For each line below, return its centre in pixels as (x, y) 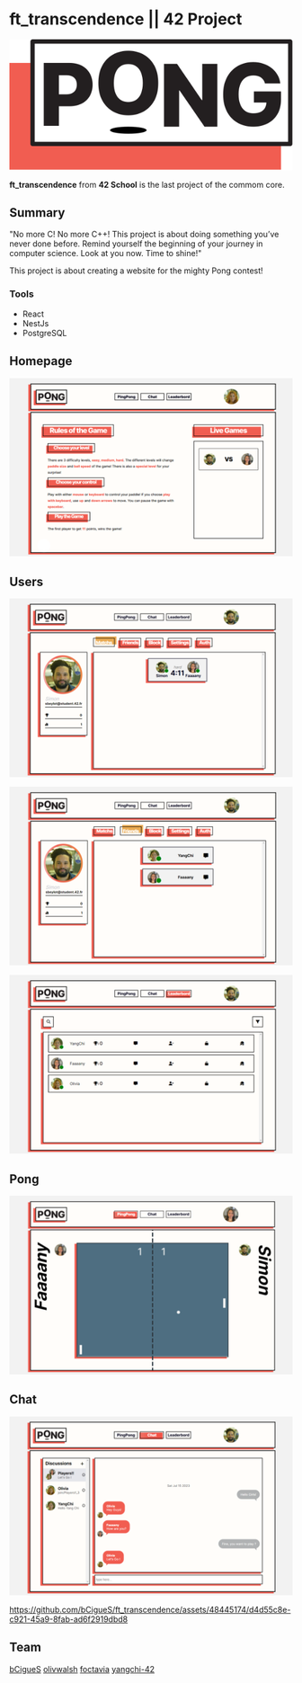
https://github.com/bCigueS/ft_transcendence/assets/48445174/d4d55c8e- (150, 1609)
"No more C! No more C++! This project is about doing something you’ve (144, 235)
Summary (37, 213)
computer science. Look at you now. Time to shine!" (106, 254)
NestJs (36, 323)
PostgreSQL (44, 333)
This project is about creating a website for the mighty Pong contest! (136, 271)
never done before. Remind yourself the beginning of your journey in (136, 244)
